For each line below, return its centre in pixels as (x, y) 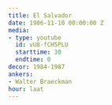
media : (19, 30)
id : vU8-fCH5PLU (42, 45)
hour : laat (26, 89)
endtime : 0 (33, 60)
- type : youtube (35, 37)
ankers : (21, 74)
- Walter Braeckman (40, 81)
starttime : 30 (38, 52)
